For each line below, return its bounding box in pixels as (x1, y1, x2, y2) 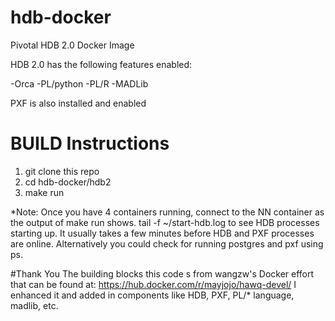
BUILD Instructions (10, 132, 170, 155)
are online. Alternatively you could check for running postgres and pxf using (10, 237, 324, 250)
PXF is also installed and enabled (10, 97, 147, 109)
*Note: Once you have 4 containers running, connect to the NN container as (10, 206, 325, 218)
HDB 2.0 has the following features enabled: (10, 58, 193, 70)
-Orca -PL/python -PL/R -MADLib (10, 77, 149, 90)
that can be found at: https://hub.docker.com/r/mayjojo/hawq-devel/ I (10, 278, 297, 290)
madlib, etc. (10, 299, 59, 311)
